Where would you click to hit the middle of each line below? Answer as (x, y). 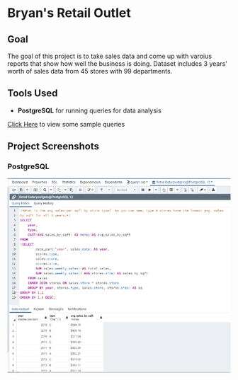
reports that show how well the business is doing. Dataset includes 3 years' (118, 64)
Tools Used (33, 93)
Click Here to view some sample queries (66, 124)
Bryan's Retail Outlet (69, 13)
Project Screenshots (53, 146)
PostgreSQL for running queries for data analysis (89, 110)
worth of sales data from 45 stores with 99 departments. (90, 71)
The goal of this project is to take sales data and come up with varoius (110, 56)
